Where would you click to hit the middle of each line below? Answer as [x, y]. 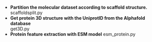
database [20, 23]
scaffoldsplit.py [26, 13]
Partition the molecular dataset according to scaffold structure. [79, 7]
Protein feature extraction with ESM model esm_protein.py [73, 34]
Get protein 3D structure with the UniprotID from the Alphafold [78, 18]
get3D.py [20, 29]
